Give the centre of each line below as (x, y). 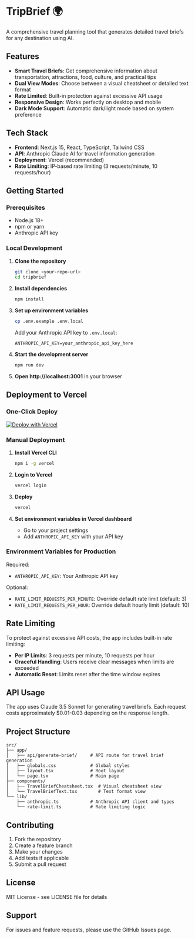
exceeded (27, 668)
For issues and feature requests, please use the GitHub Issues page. (89, 930)
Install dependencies (41, 289)
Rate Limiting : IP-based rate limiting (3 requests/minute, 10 (86, 166)
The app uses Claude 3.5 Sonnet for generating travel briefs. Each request (96, 707)
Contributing (30, 825)
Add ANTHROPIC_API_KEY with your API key (73, 536)
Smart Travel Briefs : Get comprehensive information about (86, 71)
